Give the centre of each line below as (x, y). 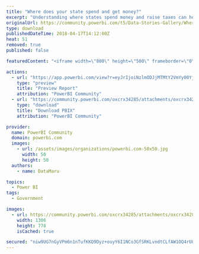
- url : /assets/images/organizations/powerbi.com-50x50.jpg (92, 149)
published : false (28, 51)
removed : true (24, 45)
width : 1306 (31, 220)
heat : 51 (17, 39)
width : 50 (34, 155)
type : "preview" (37, 83)
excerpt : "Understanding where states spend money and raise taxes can (96, 17)
